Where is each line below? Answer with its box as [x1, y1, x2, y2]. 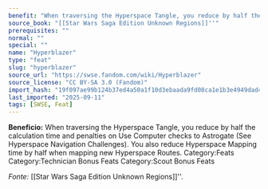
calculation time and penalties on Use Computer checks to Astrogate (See [8, 131, 252, 140]
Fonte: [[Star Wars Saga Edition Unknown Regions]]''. [8, 172, 183, 182]
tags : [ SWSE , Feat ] [8, 100, 73, 108]
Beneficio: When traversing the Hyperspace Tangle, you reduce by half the [8, 123, 256, 132]
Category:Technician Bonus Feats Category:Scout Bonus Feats [8, 156, 215, 166]
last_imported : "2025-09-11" [8, 93, 105, 101]
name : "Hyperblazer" [8, 49, 77, 57]
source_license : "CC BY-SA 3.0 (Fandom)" [8, 78, 148, 86]
